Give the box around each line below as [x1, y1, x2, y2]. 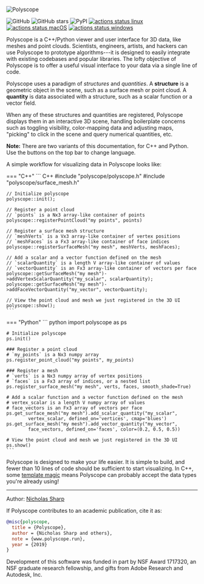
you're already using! [6, 478, 59, 485]
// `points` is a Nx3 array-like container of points [6, 212, 146, 218]
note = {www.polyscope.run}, [12, 536, 86, 542]
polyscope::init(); [6, 196, 56, 202]
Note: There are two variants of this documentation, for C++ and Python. [6, 142, 189, 149]
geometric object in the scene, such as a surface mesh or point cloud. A [6, 86, 187, 94]
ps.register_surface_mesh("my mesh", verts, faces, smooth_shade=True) [6, 384, 191, 390]
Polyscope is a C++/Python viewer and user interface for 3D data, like [6, 36, 182, 43]
